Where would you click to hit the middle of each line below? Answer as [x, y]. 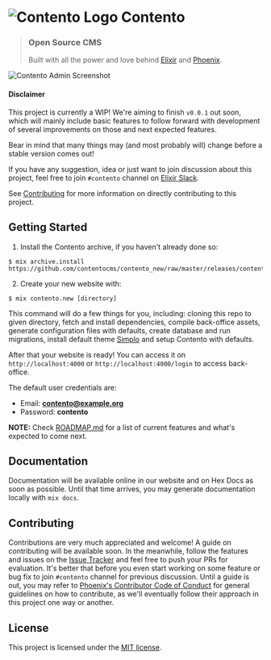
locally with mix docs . [44, 498]
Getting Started [48, 227]
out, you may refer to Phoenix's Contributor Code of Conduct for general [129, 586]
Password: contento [54, 411]
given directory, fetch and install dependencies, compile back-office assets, [134, 322]
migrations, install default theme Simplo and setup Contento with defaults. [131, 339]
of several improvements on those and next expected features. [113, 129]
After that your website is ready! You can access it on [97, 354]
